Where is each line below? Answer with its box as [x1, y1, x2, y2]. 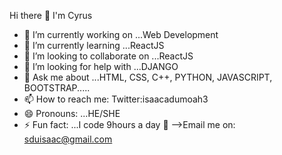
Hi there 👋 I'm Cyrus [9, 10, 93, 21]
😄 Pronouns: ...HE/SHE [23, 108, 121, 119]
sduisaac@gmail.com [23, 133, 113, 145]
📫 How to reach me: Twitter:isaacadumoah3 [23, 93, 209, 105]
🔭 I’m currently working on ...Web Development [23, 29, 219, 40]
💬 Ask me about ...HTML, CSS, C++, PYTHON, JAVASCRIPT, [23, 71, 273, 83]
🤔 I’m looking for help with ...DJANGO [23, 61, 179, 72]
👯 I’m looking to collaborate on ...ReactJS [23, 50, 194, 62]
